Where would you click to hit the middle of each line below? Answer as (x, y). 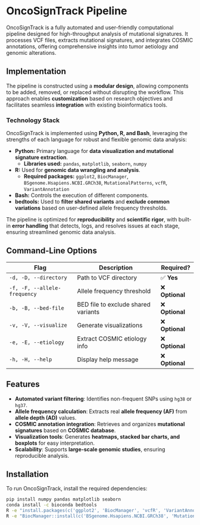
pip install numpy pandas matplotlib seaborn (63, 499)
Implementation (36, 72)
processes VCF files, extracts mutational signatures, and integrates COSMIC (100, 40)
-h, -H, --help (31, 359)
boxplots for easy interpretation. (55, 443)
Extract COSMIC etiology (112, 339)
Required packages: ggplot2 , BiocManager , (76, 176)
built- (185, 220)
